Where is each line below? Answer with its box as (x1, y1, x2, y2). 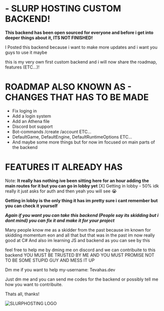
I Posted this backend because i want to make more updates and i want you (5, 44, 158, 50)
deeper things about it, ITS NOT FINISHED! (5, 35, 93, 41)
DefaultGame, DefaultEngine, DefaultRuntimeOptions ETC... (12, 134, 132, 140)
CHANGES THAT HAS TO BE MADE (5, 92, 149, 103)
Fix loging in (12, 108, 37, 114)
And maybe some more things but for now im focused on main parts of (12, 139, 155, 145)
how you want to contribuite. (5, 281, 63, 287)
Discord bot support (12, 123, 53, 129)
